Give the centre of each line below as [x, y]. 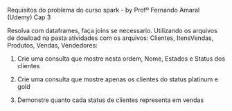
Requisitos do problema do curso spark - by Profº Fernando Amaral [104, 10]
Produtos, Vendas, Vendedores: [53, 45]
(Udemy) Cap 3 [29, 17]
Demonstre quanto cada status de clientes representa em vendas [110, 100]
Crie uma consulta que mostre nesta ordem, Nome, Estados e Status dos [121, 59]
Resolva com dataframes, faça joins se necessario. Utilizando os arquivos [113, 31]
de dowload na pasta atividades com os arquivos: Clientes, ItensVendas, [110, 38]
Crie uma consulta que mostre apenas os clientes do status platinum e [117, 79]
